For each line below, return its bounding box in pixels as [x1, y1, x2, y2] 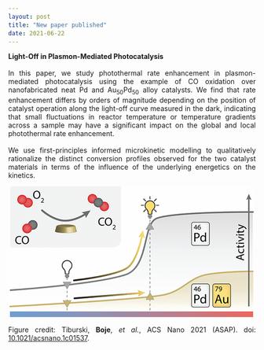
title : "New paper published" [8, 20, 108, 29]
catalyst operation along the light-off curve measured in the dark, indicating [8, 104, 256, 113]
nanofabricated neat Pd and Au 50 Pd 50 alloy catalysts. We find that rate [8, 85, 257, 97]
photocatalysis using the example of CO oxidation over [45, 77, 256, 87]
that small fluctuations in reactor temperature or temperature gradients [8, 112, 256, 122]
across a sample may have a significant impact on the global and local [8, 120, 256, 130]
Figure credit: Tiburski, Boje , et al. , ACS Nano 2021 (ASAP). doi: [8, 325, 257, 334]
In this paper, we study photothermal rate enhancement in [8, 68, 221, 78]
